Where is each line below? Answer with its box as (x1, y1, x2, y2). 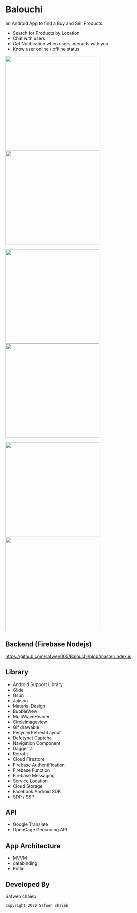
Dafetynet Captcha (12, 735, 52, 741)
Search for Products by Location (12, 30, 80, 36)
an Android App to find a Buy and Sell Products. (5, 20, 104, 26)
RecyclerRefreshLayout (12, 729, 61, 735)
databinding (12, 860, 38, 866)
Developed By (5, 880, 50, 889)
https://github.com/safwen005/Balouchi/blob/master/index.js (5, 653, 132, 659)
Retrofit (12, 751, 28, 757)
